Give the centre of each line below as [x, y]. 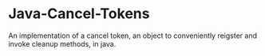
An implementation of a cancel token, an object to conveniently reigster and [133, 35]
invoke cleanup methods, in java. [62, 43]
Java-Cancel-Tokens [79, 14]
